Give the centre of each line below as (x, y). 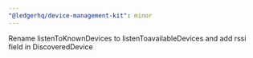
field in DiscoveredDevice (51, 46)
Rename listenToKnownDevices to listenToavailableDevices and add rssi (127, 38)
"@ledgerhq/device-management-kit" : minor (80, 15)
